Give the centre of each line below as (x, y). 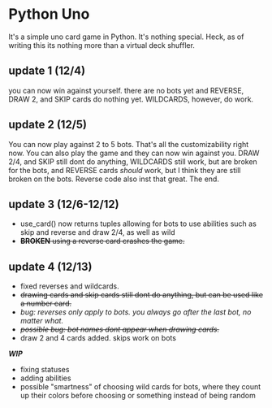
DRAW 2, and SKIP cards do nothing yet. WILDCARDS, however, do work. (131, 99)
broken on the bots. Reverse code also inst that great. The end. (114, 179)
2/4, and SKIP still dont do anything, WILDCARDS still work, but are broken (133, 161)
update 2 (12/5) (48, 125)
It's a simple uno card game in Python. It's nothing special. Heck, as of (126, 37)
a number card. (45, 304)
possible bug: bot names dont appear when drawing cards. (120, 329)
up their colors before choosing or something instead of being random (138, 396)
